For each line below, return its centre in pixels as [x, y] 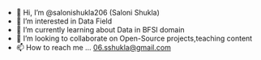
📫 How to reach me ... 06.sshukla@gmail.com [94, 47]
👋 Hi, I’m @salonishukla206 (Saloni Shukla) [88, 13]
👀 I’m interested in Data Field [64, 21]
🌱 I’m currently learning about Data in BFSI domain [100, 30]
